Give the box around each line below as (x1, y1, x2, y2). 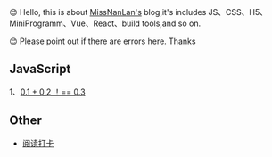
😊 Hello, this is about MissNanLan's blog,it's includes (9, 7, 207, 17)
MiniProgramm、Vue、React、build (9, 18, 141, 29)
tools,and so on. (142, 18, 202, 29)
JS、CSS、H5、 (208, 7, 268, 17)
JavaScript (9, 62, 71, 77)
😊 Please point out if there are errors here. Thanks (9, 36, 196, 46)
